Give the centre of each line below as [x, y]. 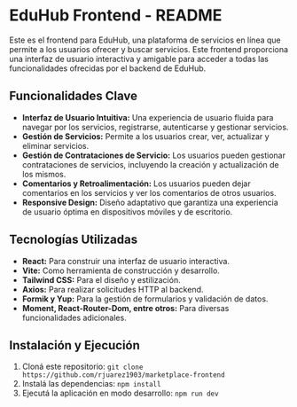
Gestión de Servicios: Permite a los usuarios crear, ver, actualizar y [145, 136]
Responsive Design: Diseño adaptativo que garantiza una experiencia [150, 202]
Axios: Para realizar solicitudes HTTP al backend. [113, 289]
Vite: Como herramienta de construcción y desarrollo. [121, 270]
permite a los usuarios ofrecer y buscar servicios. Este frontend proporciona [149, 49]
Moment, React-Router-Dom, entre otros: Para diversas [125, 308]
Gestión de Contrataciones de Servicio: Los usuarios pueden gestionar [154, 155]
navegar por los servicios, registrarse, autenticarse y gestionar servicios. [155, 127]
